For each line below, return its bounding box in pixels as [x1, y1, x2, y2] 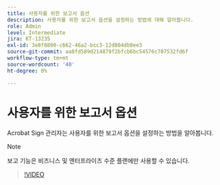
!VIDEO [23, 171, 45, 179]
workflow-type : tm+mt [7, 55, 69, 62]
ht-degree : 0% [7, 67, 48, 74]
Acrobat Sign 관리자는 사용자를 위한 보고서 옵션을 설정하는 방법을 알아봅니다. [7, 129, 214, 137]
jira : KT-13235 [7, 36, 51, 42]
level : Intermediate [7, 29, 66, 36]
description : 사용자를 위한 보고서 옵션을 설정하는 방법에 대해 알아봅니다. [7, 16, 194, 23]
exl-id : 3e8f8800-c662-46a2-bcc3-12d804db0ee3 [7, 42, 143, 49]
